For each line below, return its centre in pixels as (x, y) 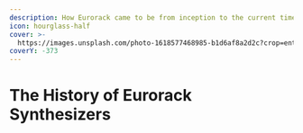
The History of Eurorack (101, 96)
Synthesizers (60, 115)
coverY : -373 (34, 51)
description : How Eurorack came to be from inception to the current (143, 18)
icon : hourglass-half (50, 26)
